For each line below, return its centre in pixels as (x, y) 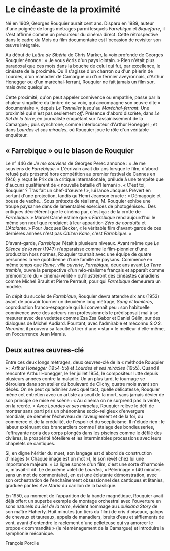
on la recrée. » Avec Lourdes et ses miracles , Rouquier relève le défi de (80, 406)
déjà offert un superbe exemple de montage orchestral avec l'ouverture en (83, 501)
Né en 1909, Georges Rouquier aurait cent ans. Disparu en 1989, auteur (80, 23)
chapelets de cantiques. (30, 443)
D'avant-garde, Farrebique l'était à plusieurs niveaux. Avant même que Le (82, 243)
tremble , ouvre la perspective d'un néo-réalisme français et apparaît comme (85, 270)
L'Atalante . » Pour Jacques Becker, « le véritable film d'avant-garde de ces (83, 228)
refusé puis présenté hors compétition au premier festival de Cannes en (80, 174)
